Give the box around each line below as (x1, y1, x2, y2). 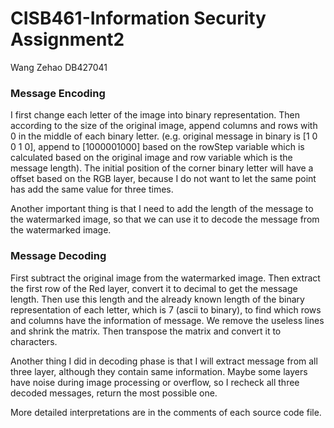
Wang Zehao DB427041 (10, 61, 108, 73)
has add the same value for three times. (10, 183, 174, 196)
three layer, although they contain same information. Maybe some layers (10, 365, 308, 377)
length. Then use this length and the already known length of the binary (10, 293, 305, 305)
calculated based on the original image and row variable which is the (10, 152, 293, 164)
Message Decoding (10, 249, 107, 263)
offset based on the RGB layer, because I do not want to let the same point (10, 173, 317, 185)
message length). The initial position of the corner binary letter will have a (10, 162, 314, 174)
